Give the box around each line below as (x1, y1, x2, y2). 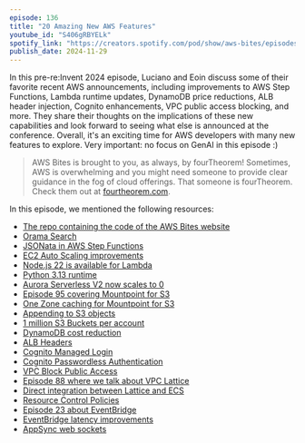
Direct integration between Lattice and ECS (22, 385, 184, 396)
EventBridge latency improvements (22, 414, 154, 425)
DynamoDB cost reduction (22, 328, 122, 339)
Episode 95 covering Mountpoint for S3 (22, 289, 171, 300)
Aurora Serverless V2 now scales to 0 (22, 279, 165, 290)
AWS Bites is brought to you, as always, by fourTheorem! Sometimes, (31, 157, 290, 168)
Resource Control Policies (22, 395, 120, 406)
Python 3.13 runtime (22, 270, 97, 281)
